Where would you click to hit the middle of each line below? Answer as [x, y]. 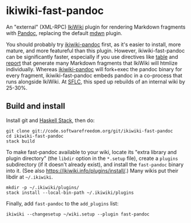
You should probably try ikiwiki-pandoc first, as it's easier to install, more [93, 44]
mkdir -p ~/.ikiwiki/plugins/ [43, 187]
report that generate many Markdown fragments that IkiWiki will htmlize [92, 63]
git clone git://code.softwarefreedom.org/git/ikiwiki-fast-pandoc [90, 131]
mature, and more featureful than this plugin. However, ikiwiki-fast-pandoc [95, 50]
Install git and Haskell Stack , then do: [50, 120]
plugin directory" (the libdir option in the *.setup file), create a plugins [92, 158]
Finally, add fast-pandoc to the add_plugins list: [62, 203]
